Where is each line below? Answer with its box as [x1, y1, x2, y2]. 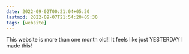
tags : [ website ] [6, 20, 47, 26]
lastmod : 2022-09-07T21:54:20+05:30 [6, 14, 98, 20]
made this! [6, 42, 32, 49]
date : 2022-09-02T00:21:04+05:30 [6, 8, 90, 15]
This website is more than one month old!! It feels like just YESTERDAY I [6, 36, 183, 43]
